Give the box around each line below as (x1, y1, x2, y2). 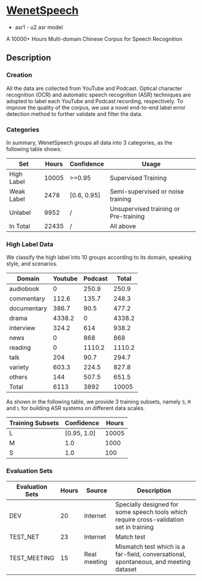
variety (9, 363, 29, 372)
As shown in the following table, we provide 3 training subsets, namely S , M (6, 398, 191, 405)
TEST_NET (9, 532, 40, 541)
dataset (115, 565, 137, 573)
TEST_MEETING (9, 553, 55, 562)
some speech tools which (115, 507, 188, 516)
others (9, 373, 28, 381)
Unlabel (9, 208, 31, 217)
